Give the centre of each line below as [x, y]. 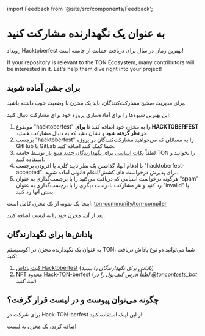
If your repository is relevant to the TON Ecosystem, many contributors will [101, 62]
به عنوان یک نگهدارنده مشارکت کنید [86, 34]
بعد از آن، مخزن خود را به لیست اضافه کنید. [56, 215]
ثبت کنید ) [26, 280]
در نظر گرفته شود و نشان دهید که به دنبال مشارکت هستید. [81, 133]
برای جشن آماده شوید [44, 88]
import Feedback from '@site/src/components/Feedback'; [80, 9]
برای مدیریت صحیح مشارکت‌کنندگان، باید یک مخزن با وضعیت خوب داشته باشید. [96, 103]
